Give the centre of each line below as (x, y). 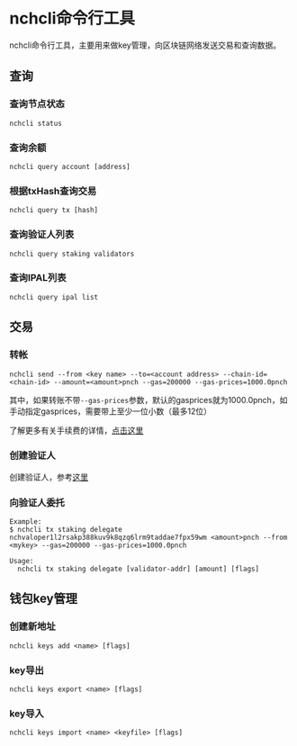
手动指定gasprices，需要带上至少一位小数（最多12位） (110, 411)
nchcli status (36, 123)
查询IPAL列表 (38, 278)
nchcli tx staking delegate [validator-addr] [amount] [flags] (138, 569)
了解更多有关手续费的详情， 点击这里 (76, 430)
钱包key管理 (44, 599)
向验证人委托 (37, 502)
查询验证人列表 (42, 235)
